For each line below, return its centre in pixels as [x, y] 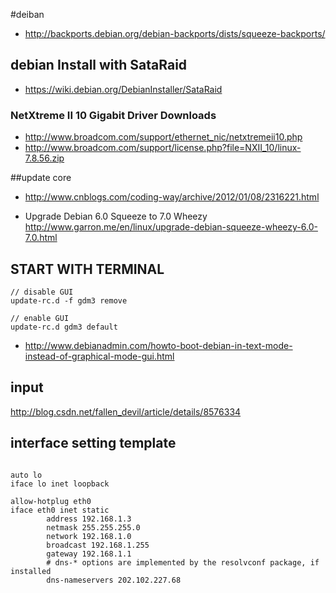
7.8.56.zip [44, 158]
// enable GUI [40, 318]
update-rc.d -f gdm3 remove [69, 300]
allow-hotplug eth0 [51, 501]
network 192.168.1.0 [89, 536]
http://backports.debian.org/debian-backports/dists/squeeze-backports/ [175, 33]
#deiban [27, 14]
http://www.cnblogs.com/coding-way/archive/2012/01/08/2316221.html [172, 197]
